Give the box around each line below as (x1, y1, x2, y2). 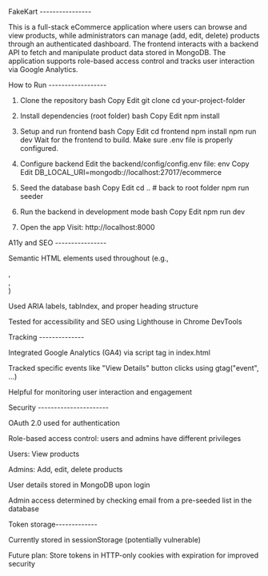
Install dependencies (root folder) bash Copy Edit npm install (19, 111, 220, 121)
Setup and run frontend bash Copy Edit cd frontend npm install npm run (19, 127, 257, 136)
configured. (19, 144, 58, 153)
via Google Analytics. (8, 65, 78, 74)
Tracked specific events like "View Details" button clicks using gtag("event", (8, 363, 259, 372)
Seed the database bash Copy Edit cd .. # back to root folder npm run (19, 183, 250, 193)
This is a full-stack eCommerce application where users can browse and (8, 22, 247, 31)
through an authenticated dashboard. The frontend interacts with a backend (8, 39, 258, 49)
